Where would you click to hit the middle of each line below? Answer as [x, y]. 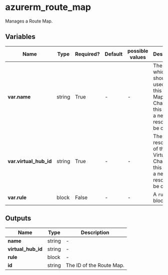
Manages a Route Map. [29, 21]
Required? [87, 54]
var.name [19, 96]
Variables [20, 37]
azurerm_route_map [48, 7]
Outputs [18, 218]
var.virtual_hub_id [30, 161]
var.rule [17, 197]
